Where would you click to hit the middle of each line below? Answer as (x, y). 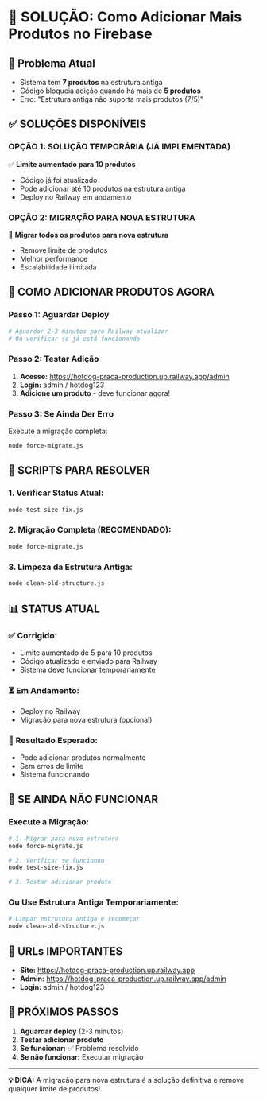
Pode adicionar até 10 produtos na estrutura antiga (103, 188)
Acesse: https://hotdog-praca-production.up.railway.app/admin (125, 376)
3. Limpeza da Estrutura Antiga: (70, 567)
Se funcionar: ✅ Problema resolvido (79, 1048)
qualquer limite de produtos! (54, 1088)
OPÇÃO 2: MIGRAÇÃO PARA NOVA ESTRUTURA (102, 217)
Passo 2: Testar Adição (54, 359)
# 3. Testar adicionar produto (60, 882)
